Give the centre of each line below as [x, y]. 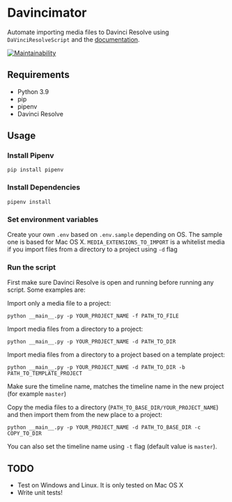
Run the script [32, 267]
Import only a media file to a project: [59, 304]
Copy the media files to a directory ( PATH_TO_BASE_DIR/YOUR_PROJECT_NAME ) [113, 407]
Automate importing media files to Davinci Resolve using [88, 32]
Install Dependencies [44, 187]
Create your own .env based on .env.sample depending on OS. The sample [115, 235]
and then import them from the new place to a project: [85, 415]
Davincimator [47, 13]
